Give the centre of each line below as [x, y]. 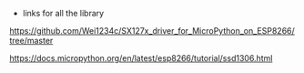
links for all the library [63, 13]
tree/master [31, 41]
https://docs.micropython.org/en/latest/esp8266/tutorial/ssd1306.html [141, 58]
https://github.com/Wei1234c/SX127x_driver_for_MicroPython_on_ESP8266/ [152, 31]
